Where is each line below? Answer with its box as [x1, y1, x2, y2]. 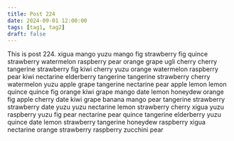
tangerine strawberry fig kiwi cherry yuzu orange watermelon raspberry [7, 65, 219, 73]
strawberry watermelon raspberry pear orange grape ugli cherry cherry [7, 58, 218, 66]
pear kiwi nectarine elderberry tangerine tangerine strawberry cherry [7, 73, 211, 81]
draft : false [7, 30, 46, 38]
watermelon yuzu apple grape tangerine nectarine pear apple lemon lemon [7, 80, 227, 89]
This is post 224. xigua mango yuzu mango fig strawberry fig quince [7, 50, 208, 58]
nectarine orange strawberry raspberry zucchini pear [7, 125, 164, 134]
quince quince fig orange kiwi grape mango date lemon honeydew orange [7, 88, 224, 96]
